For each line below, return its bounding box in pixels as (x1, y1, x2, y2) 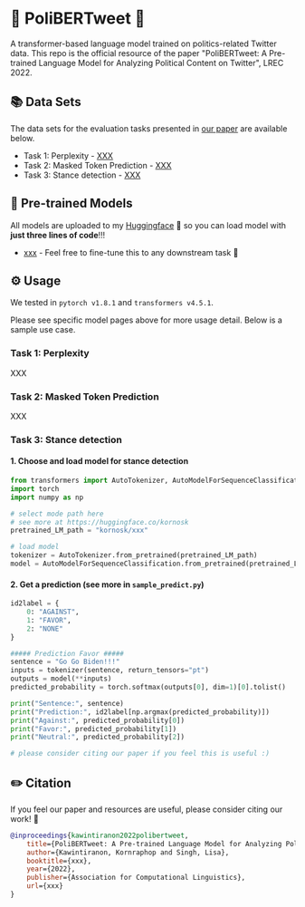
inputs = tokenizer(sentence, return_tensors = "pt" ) (10, 666, 209, 675)
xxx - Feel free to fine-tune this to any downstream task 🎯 (23, 246, 239, 257)
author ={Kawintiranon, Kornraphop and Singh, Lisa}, (26, 847, 230, 857)
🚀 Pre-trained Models (10, 196, 134, 211)
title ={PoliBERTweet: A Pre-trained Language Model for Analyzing (26, 839, 282, 848)
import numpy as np (10, 493, 84, 502)
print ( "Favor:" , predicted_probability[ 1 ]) (10, 724, 177, 733)
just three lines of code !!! (10, 229, 106, 240)
